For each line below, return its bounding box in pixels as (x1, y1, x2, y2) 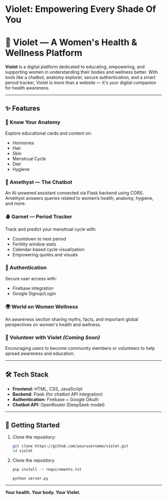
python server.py (12, 476, 49, 481)
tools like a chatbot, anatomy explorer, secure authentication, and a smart (5, 75, 156, 81)
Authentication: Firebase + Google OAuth (12, 397, 99, 403)
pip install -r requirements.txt (12, 467, 82, 472)
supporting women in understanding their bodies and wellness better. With (5, 69, 158, 75)
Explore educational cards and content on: (5, 130, 92, 136)
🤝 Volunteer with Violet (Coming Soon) (5, 334, 100, 341)
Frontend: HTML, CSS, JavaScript (12, 386, 83, 392)
